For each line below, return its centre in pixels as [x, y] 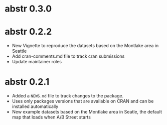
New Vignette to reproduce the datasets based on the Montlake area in [85, 46]
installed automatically [35, 106]
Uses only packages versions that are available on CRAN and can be [83, 101]
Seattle [19, 51]
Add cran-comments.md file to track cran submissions [68, 56]
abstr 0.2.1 [27, 82]
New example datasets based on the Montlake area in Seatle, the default [87, 112]
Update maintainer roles [37, 62]
